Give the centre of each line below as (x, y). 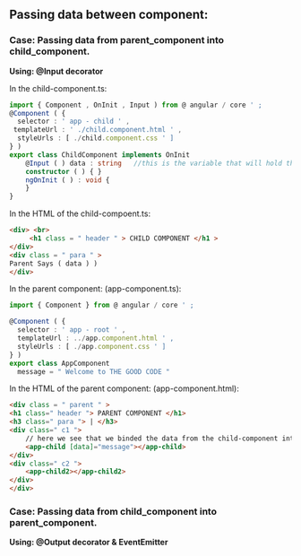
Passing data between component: (109, 15)
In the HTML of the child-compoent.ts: (80, 213)
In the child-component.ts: (58, 88)
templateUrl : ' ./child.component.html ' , (97, 130)
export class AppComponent (60, 363)
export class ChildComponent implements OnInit (100, 155)
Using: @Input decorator (56, 71)
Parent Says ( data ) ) (54, 264)
